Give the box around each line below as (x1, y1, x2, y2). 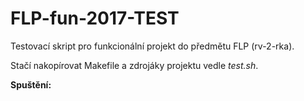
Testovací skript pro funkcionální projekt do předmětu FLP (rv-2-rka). (10, 40, 295, 52)
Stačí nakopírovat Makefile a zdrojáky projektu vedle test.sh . (10, 59, 259, 71)
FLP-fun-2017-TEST (10, 7, 180, 30)
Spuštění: (10, 78, 52, 91)
